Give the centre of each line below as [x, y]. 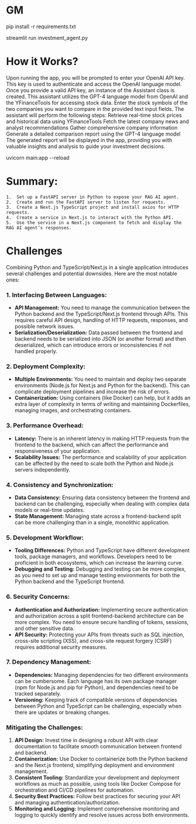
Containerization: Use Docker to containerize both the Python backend [101, 759]
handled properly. [36, 351]
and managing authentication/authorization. [67, 803]
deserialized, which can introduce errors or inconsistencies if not [93, 345]
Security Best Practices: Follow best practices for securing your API [97, 796]
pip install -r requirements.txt [41, 26]
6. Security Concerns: [38, 597]
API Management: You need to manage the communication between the [102, 308]
